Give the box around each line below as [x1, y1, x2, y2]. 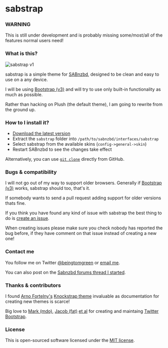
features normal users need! [5, 38, 64, 44]
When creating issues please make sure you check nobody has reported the [5, 225, 163, 231]
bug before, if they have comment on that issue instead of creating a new [5, 230, 157, 236]
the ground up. [5, 106, 36, 113]
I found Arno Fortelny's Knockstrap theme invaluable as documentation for [5, 293, 159, 299]
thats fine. [5, 200, 26, 206]
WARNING [5, 21, 31, 28]
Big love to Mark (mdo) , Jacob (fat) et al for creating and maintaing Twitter [5, 308, 159, 314]
